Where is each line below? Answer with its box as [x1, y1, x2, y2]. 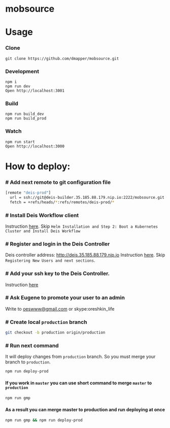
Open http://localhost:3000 [5, 143, 65, 149]
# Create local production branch [5, 318, 87, 325]
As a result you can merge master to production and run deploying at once [5, 406, 165, 412]
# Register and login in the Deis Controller [5, 240, 110, 247]
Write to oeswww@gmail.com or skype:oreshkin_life [5, 305, 115, 312]
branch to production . [5, 359, 51, 365]
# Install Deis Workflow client [5, 211, 79, 219]
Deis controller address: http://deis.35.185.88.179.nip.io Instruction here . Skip [5, 252, 165, 258]
